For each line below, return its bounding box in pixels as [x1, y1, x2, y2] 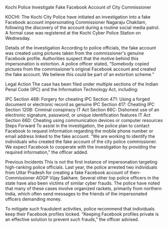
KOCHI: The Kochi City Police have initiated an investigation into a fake [5, 14, 151, 19]
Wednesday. [5, 35, 31, 41]
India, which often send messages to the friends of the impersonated [5, 191, 147, 196]
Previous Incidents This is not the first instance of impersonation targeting [5, 159, 157, 164]
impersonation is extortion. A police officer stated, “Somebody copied [5, 61, 149, 66]
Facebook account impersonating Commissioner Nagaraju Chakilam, [5, 19, 146, 25]
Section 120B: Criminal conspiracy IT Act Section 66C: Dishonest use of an [5, 107, 159, 112]
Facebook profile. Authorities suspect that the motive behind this [5, 55, 139, 61]
